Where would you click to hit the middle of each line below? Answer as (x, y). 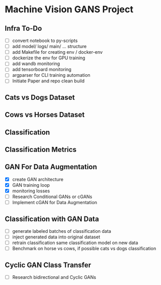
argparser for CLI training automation (51, 75)
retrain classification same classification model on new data (75, 243)
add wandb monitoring (36, 64)
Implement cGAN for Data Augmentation (55, 203)
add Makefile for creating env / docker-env (57, 52)
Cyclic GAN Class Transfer (48, 265)
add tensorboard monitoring (42, 70)
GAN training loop (31, 185)
